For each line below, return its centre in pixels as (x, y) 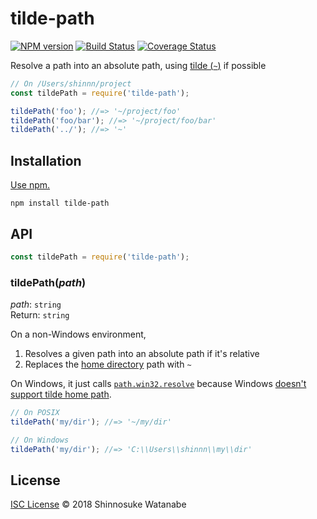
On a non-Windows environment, (78, 334)
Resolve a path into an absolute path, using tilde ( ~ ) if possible (138, 65)
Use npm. (30, 185)
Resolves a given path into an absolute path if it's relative (142, 354)
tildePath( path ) (48, 282)
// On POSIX (35, 413)
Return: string (40, 315)
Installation (46, 160)
